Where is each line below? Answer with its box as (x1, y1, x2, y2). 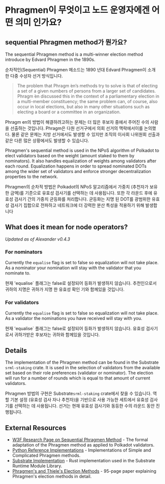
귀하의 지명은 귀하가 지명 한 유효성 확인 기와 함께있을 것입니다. (5, 286, 125, 292)
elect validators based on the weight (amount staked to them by (5, 153, 134, 158)
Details (5, 346, 27, 355)
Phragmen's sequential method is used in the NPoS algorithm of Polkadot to (5, 147, 159, 153)
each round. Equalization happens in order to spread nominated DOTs (5, 163, 147, 169)
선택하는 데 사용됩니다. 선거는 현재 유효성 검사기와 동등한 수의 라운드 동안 (14, 403, 155, 409)
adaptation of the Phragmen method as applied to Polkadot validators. (12, 442, 155, 448)
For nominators (5, 248, 43, 255)
